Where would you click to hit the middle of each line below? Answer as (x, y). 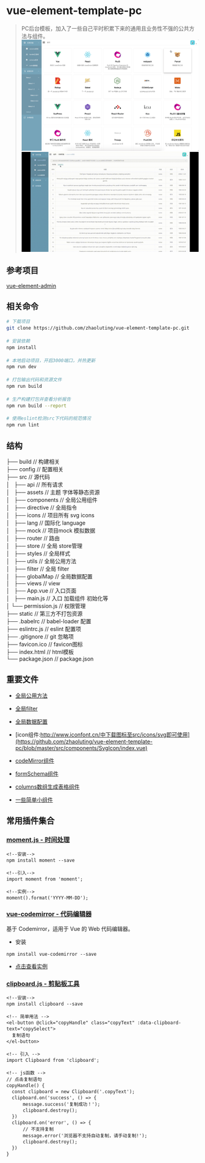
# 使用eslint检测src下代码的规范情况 (49, 419)
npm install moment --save (41, 860)
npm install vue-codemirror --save (52, 954)
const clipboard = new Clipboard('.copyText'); (74, 1092)
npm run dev (21, 367)
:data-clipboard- (159, 1023)
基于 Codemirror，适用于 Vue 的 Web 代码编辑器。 (70, 928)
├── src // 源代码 (28, 477)
